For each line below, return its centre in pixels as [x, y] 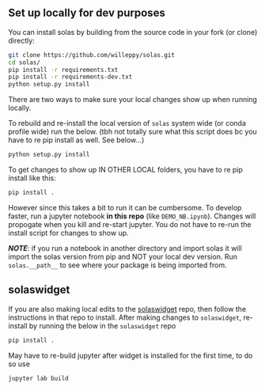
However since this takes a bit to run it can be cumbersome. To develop [125, 207]
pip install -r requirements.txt [63, 70]
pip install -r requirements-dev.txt [70, 77]
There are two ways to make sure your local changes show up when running [132, 100]
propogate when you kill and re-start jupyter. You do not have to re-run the [130, 224]
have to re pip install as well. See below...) [76, 140]
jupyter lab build [38, 378]
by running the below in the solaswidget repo [102, 326]
